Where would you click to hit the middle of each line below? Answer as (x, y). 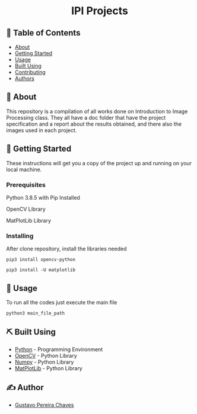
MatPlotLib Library (29, 220)
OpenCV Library (26, 209)
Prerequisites (26, 185)
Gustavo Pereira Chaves (44, 405)
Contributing (30, 72)
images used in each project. (42, 130)
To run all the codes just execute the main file (62, 303)
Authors (24, 78)
